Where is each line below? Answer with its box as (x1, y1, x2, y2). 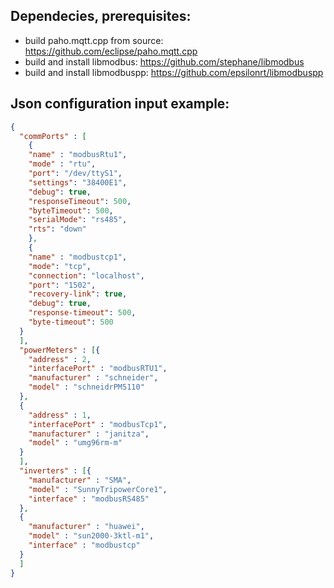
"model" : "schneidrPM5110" (28, 382, 145, 393)
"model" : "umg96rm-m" (28, 438, 123, 448)
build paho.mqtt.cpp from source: (24, 34, 164, 46)
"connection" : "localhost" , (28, 270, 145, 281)
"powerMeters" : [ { (19, 345, 101, 355)
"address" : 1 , (28, 410, 92, 420)
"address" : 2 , (28, 354, 92, 364)
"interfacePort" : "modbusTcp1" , (28, 419, 168, 429)
